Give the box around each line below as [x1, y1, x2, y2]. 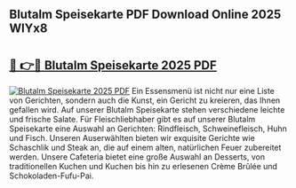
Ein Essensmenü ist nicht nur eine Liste [132, 86, 276, 96]
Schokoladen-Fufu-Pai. [9, 170, 94, 181]
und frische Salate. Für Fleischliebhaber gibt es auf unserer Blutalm [9, 114, 256, 124]
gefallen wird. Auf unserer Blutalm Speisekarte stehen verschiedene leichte [9, 105, 285, 114]
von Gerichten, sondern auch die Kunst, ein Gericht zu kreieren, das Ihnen [9, 95, 281, 106]
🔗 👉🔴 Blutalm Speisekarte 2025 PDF [9, 58, 218, 73]
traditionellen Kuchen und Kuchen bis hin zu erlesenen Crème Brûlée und [9, 161, 278, 171]
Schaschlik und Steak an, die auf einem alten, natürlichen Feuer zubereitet [9, 142, 282, 153]
